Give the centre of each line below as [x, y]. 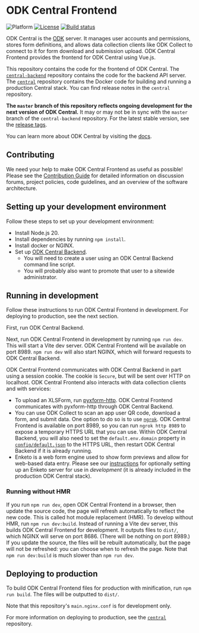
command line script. [49, 264]
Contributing [30, 155]
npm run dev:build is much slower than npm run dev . [70, 555]
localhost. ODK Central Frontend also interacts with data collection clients [96, 383]
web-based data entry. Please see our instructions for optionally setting [102, 463]
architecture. [22, 188]
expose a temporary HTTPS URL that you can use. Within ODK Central [101, 432]
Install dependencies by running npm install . [70, 239]
